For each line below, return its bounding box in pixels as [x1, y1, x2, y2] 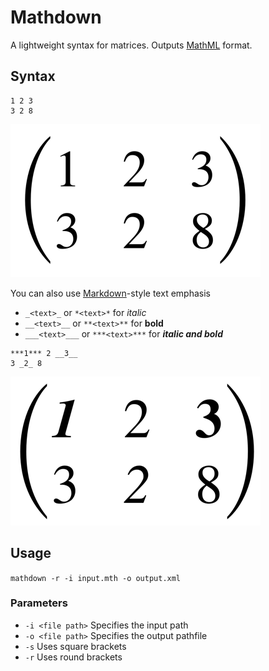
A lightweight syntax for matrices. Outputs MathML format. [10, 39, 253, 51]
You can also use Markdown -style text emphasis [10, 287, 211, 299]
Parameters [10, 596, 68, 610]
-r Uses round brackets [24, 651, 123, 663]
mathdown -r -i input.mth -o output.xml [10, 573, 182, 583]
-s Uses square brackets [24, 640, 127, 652]
